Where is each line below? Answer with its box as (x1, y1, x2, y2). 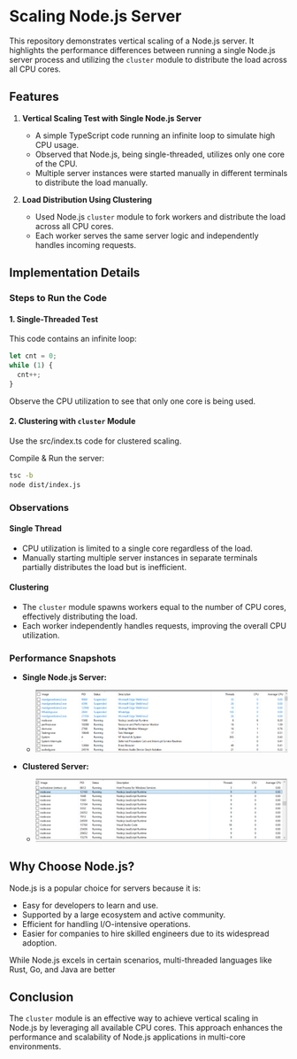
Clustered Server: (21, 761, 89, 771)
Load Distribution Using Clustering (21, 194, 153, 205)
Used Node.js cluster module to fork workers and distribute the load (34, 211, 286, 222)
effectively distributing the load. (21, 611, 139, 622)
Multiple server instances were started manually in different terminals (34, 167, 288, 178)
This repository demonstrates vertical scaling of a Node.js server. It (9, 35, 255, 46)
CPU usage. (34, 139, 80, 150)
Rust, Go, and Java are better (9, 963, 117, 975)
